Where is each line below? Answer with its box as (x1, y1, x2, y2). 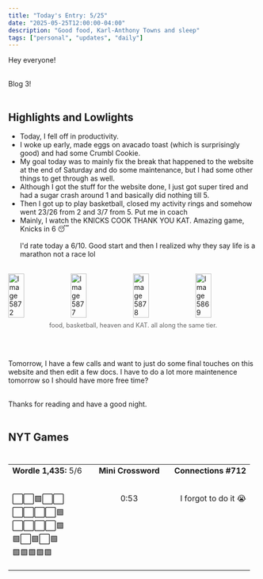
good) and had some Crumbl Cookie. (19, 148, 141, 158)
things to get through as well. (19, 173, 116, 183)
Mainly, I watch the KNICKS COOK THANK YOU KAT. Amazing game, (19, 215, 245, 226)
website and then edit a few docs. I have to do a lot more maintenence (8, 367, 238, 376)
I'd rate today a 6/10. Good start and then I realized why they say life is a (19, 241, 256, 250)
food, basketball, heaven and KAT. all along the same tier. (48, 322, 218, 329)
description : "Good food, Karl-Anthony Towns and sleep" (8, 26, 200, 34)
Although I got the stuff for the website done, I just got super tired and (19, 182, 249, 192)
